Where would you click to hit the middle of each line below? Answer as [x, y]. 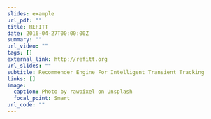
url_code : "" [26, 105]
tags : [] [20, 53]
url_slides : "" [29, 66]
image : [17, 85]
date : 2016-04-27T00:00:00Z [48, 33]
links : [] [22, 79]
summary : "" [24, 40]
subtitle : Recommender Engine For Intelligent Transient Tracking [106, 72]
